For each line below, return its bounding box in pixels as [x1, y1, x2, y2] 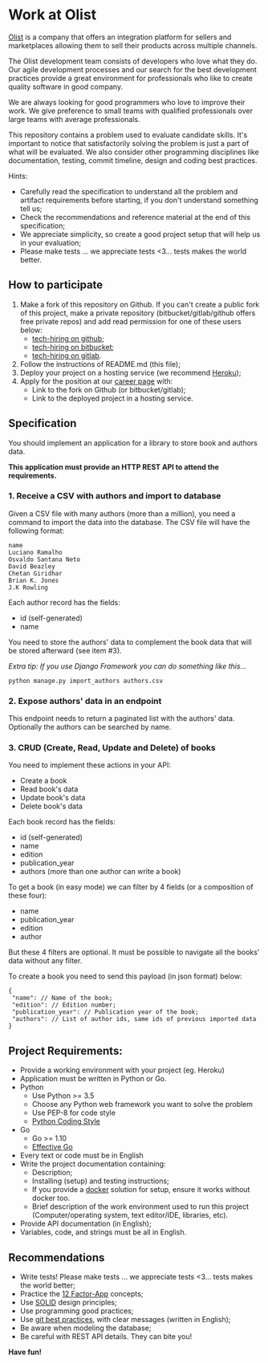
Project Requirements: [8, 1044, 123, 1057]
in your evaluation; [19, 238, 82, 247]
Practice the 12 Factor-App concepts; [19, 1289, 144, 1299]
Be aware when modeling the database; [19, 1323, 152, 1333]
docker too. [31, 1194, 71, 1203]
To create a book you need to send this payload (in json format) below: [8, 971, 242, 981]
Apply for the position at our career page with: [19, 376, 173, 386]
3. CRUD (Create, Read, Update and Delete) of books [8, 743, 217, 754]
